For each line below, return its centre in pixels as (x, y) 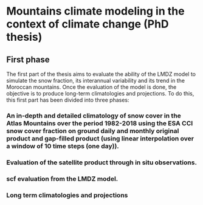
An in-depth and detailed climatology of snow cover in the (94, 116)
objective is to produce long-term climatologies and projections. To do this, (100, 93)
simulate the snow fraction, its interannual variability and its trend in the (96, 81)
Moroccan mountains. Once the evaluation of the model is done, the (91, 87)
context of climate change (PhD (88, 24)
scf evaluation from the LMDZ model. (62, 179)
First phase (28, 59)
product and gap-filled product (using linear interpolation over (100, 138)
